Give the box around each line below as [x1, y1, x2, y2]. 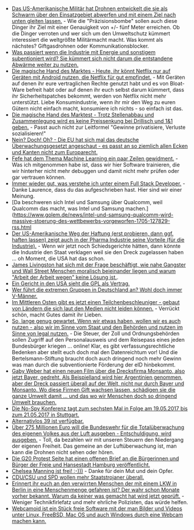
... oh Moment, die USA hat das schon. [11, 255, 105, 262]
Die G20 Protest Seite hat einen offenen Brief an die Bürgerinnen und [11, 455, 179, 462]
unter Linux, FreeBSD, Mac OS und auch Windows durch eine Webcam [11, 511, 183, 518]
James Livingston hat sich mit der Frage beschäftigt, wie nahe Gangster [11, 261, 186, 268]
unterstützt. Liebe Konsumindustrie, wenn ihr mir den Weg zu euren [11, 99, 176, 105]
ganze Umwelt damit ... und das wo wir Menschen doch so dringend [11, 392, 178, 399]
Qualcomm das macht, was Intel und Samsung [11, 205, 125, 212]
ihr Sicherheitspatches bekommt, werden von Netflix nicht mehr [11, 92, 166, 99]
